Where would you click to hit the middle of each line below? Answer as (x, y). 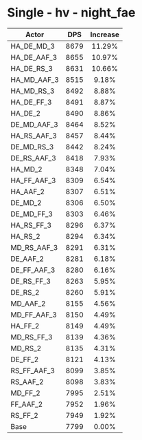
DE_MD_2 (26, 202)
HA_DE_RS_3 (32, 68)
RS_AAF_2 (27, 381)
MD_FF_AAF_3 (34, 315)
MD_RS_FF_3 (32, 337)
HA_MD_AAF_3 (35, 79)
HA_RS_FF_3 (31, 225)
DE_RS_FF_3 (31, 281)
